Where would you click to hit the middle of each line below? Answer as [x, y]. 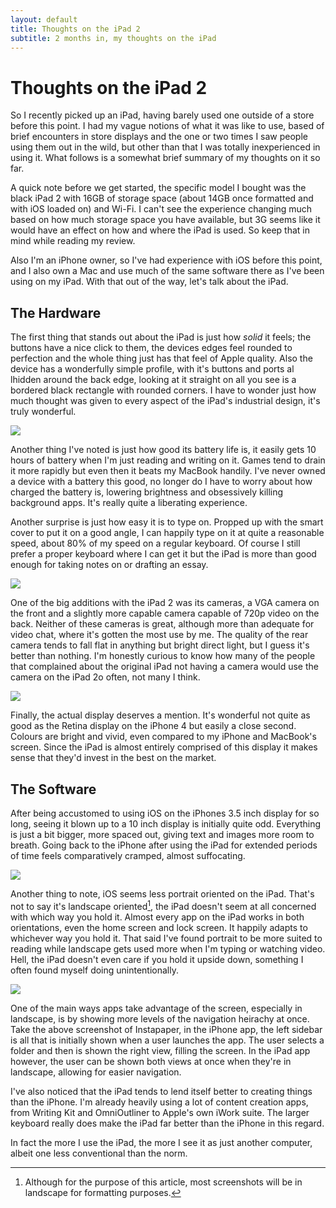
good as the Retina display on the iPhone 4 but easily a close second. [153, 726]
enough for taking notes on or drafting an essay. [109, 565]
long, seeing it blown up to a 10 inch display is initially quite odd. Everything [166, 823]
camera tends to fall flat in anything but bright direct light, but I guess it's [160, 645]
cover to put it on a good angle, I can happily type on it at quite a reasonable [167, 533]
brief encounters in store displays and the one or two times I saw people [159, 137]
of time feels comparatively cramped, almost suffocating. [128, 855]
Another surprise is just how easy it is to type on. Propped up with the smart [167, 522]
